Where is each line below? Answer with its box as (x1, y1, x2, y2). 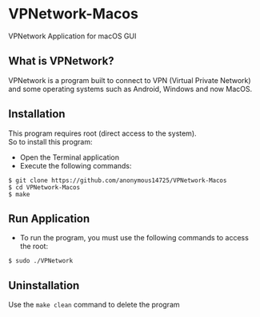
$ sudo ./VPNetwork (8, 257, 74, 265)
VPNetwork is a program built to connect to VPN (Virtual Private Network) (8, 75, 251, 85)
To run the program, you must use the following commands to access (19, 233, 250, 243)
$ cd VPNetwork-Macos (8, 183, 81, 192)
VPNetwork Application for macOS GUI (8, 31, 137, 41)
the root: (19, 241, 49, 252)
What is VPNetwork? (8, 54, 114, 68)
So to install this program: (8, 137, 93, 146)
